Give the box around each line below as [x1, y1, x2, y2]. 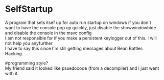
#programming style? [5, 60, 48, 66]
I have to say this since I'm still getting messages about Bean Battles [5, 45, 143, 51]
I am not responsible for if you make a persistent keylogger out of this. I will [5, 35, 157, 41]
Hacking [5, 50, 22, 57]
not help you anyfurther [5, 40, 53, 46]
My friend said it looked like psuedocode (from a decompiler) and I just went [5, 65, 159, 71]
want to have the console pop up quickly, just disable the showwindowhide [5, 24, 157, 30]
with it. [5, 70, 19, 76]
